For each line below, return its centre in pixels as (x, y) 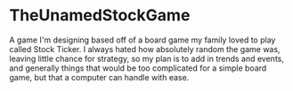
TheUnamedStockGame (100, 15)
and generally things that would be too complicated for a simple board (138, 68)
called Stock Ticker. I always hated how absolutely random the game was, (145, 49)
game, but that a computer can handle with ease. (99, 77)
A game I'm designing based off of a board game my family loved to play (142, 40)
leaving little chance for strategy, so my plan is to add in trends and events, (147, 58)
